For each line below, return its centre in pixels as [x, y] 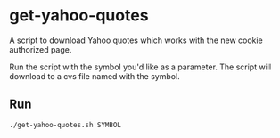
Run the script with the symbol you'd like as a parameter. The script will [140, 67]
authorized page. [41, 49]
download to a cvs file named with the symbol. [95, 76]
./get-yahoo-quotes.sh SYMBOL [66, 125]
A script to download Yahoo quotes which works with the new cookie [136, 40]
